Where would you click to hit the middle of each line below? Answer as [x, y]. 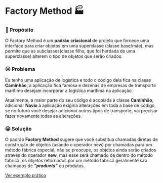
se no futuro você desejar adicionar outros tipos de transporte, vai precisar [81, 110]
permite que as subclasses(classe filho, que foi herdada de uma [70, 51]
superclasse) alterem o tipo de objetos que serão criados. [64, 56]
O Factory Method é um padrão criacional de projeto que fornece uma [77, 41]
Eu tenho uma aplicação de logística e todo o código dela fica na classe [78, 80]
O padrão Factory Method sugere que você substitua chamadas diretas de [81, 139]
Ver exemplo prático [26, 176]
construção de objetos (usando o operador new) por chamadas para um [79, 145]
